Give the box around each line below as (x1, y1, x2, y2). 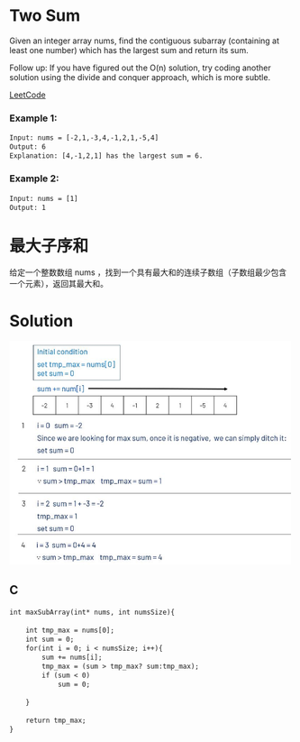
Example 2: (9, 172, 59, 185)
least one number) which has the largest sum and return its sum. (9, 44, 250, 55)
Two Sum (9, 5, 81, 26)
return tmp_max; (25, 716, 87, 725)
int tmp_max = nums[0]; (25, 626, 115, 635)
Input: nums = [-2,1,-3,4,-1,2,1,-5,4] (9, 133, 159, 142)
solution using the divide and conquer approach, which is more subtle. (9, 71, 271, 82)
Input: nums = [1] (9, 194, 78, 203)
